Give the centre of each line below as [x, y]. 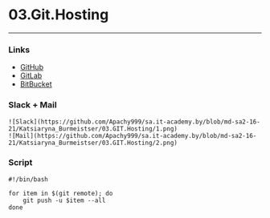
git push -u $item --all [64, 200]
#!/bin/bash [28, 179]
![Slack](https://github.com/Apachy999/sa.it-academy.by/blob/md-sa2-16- [135, 122]
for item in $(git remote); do [61, 193]
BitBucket [36, 84]
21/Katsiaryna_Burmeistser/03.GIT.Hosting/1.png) [93, 129]
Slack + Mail [33, 105]
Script [20, 163]
